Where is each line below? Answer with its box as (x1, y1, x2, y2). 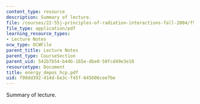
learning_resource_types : (6, 31, 70, 37)
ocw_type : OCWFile (6, 42, 52, 48)
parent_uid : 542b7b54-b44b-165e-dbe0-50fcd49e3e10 (6, 58, 135, 64)
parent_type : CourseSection (6, 53, 76, 59)
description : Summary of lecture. (6, 14, 92, 20)
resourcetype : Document (6, 64, 65, 70)
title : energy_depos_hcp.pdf (6, 70, 79, 75)
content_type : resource (6, 8, 65, 15)
